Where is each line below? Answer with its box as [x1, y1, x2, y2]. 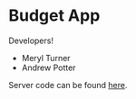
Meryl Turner [21, 52, 71, 63]
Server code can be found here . [8, 79, 128, 90]
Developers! [8, 35, 53, 46]
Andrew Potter [21, 62, 76, 73]
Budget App [8, 5, 101, 26]
